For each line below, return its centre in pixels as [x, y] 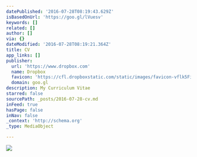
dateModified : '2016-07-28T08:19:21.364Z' [59, 45]
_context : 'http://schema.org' [44, 121]
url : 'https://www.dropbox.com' [51, 66]
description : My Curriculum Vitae [48, 88]
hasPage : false [25, 110]
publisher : [19, 61]
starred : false [25, 93]
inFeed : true [22, 104]
